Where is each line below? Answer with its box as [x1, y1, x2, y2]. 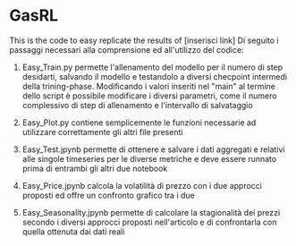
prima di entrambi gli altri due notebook [21, 163, 168, 174]
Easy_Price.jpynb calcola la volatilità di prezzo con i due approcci [21, 180, 262, 191]
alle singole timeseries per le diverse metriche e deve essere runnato [21, 153, 277, 164]
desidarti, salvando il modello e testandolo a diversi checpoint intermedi [21, 71, 288, 81]
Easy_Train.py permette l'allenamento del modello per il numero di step [21, 62, 283, 72]
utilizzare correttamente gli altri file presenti [21, 126, 183, 137]
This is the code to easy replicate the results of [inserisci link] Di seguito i [9, 35, 279, 46]
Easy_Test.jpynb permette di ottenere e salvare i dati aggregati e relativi [21, 144, 285, 155]
